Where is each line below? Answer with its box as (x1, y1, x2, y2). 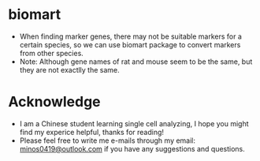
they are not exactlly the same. (19, 65, 120, 74)
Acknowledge (8, 93, 101, 111)
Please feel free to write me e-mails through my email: (19, 136, 195, 145)
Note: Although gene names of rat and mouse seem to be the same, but (19, 57, 253, 66)
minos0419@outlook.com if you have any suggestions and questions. (19, 144, 246, 153)
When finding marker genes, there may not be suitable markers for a (19, 32, 243, 41)
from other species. (19, 48, 84, 58)
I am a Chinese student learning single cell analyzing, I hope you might (19, 118, 250, 128)
